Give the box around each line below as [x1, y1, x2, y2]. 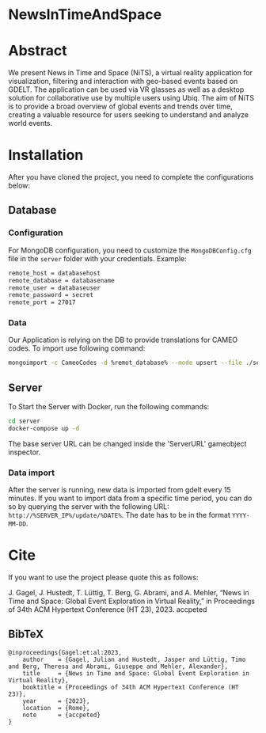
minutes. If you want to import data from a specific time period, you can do [8, 493, 253, 503]
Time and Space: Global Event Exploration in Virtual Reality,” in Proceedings [8, 596, 256, 606]
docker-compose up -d [8, 424, 80, 432]
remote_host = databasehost [8, 269, 101, 277]
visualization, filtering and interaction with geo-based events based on [8, 77, 238, 86]
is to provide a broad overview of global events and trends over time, [8, 101, 233, 112]
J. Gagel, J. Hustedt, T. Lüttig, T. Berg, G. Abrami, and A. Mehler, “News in [8, 588, 249, 598]
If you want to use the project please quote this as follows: [8, 572, 199, 583]
